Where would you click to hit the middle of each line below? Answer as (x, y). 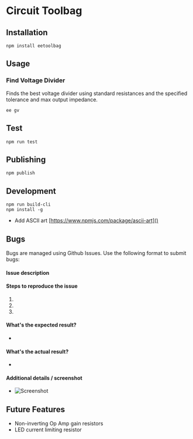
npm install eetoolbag (34, 46)
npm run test (22, 142)
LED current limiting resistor (48, 430)
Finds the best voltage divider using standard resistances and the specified (97, 93)
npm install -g (25, 210)
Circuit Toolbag (44, 11)
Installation (27, 33)
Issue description (28, 273)
